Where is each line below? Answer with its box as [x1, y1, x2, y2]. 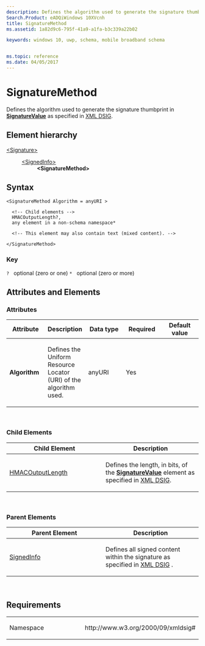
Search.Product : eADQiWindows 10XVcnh [6, 15, 105, 21]
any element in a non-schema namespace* [12, 220, 116, 226]
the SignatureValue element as [106, 468, 195, 477]
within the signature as [106, 553, 171, 562]
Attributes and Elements [6, 287, 101, 297]
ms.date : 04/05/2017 [6, 59, 59, 65]
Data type [89, 325, 119, 333]
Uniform [48, 353, 71, 362]
